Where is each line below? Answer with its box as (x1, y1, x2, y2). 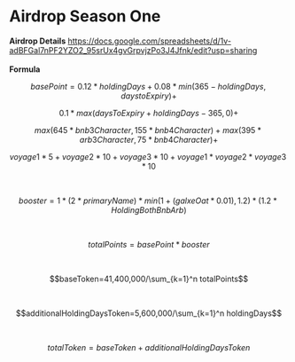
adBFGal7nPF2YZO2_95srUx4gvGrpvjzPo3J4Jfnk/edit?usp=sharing (9, 44, 258, 55)
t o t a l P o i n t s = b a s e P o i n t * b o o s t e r (88, 239, 210, 249)
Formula (9, 64, 41, 75)
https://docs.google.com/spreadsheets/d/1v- (67, 35, 232, 46)
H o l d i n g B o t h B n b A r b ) (111, 204, 187, 215)
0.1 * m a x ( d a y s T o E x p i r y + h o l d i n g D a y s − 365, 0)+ (58, 107, 239, 118)
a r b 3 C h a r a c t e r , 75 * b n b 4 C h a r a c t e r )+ (79, 134, 219, 145)
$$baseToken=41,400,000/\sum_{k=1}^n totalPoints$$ (49, 273, 249, 284)
